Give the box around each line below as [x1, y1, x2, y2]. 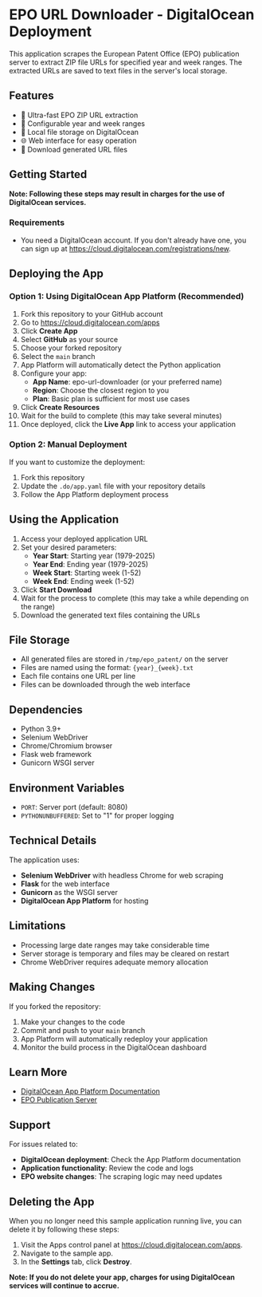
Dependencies [9, 703, 83, 716]
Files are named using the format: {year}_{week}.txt [20, 663, 194, 672]
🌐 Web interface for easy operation [20, 136, 137, 145]
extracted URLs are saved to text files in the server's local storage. [9, 65, 228, 75]
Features [9, 89, 54, 103]
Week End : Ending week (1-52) [32, 576, 135, 585]
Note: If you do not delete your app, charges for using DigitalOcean [9, 1272, 236, 1282]
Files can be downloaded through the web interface [20, 680, 190, 689]
